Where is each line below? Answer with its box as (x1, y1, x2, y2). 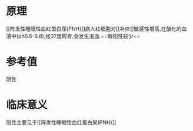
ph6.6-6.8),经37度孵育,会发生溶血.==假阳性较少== (18, 32, 141, 39)
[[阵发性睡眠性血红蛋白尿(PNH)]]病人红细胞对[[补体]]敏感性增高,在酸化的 (6, 25, 182, 32)
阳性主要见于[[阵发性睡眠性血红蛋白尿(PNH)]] (6, 119, 117, 126)
